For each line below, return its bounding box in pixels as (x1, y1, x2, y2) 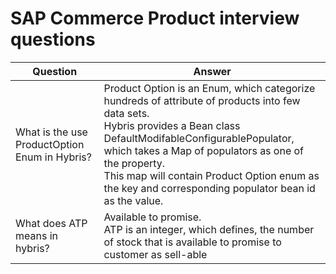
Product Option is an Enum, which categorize (103, 81, 316, 95)
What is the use (15, 125, 88, 139)
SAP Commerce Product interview (10, 7, 300, 30)
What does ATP (15, 216, 88, 230)
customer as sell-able (103, 247, 208, 261)
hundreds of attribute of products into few (103, 93, 301, 107)
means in (15, 228, 59, 242)
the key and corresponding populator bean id (103, 181, 316, 195)
